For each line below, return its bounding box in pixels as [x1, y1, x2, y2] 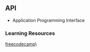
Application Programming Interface [12, 17, 85, 23]
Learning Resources [5, 29, 55, 36]
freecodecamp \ [5, 41, 37, 47]
